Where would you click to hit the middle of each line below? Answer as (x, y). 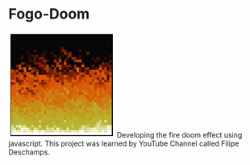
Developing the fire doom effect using (179, 134)
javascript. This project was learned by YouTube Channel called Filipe (124, 143)
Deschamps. (29, 152)
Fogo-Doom (49, 14)
